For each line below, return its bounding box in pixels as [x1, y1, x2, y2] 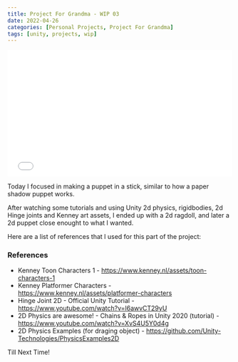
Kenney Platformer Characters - [17, 282, 112, 290]
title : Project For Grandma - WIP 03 [7, 10, 120, 18]
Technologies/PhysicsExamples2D [17, 334, 120, 343]
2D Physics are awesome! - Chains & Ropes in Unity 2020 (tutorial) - [17, 312, 219, 320]
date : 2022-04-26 [7, 17, 59, 24]
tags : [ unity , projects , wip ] [7, 30, 98, 38]
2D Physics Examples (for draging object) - [17, 326, 145, 335]
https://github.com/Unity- [145, 326, 222, 335]
